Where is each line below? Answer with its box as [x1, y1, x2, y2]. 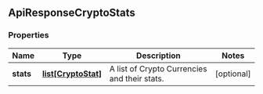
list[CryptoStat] [41, 68, 103, 79]
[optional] [214, 68, 251, 79]
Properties [8, 30, 49, 41]
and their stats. [109, 73, 164, 84]
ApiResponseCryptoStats [8, 6, 135, 20]
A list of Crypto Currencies [109, 63, 207, 74]
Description [135, 50, 182, 61]
